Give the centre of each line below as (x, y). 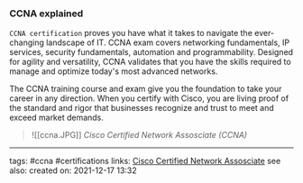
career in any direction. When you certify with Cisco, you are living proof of (149, 98)
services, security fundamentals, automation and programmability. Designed (151, 52)
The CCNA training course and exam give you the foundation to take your (146, 89)
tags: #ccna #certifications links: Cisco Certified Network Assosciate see (145, 161)
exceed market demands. (56, 118)
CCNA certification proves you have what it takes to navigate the (131, 33)
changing (27, 42)
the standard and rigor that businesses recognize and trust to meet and (142, 108)
